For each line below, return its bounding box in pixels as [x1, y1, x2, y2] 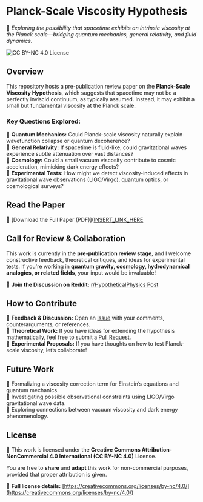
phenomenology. [6, 412, 48, 420]
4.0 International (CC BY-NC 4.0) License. [49, 453, 156, 460]
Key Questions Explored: [6, 117, 81, 125]
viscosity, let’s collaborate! [21, 347, 87, 354]
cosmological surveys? [6, 182, 64, 190]
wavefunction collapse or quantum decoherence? [6, 138, 130, 145]
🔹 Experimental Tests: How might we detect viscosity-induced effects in [6, 170, 188, 177]
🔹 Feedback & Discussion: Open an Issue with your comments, [6, 314, 165, 322]
